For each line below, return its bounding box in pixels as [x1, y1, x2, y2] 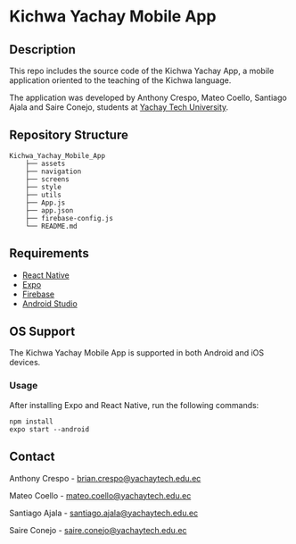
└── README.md [25, 222, 78, 230]
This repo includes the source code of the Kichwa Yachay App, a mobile [9, 65, 275, 76]
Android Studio [21, 297, 78, 309]
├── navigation [25, 167, 82, 176]
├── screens [25, 174, 70, 184]
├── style [25, 182, 62, 191]
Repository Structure [9, 128, 129, 143]
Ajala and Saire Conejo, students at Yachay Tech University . [9, 102, 229, 113]
